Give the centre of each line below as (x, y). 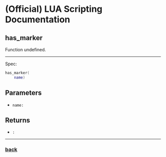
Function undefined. (25, 50)
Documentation (38, 20)
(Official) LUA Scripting (54, 9)
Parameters (23, 93)
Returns (18, 120)
